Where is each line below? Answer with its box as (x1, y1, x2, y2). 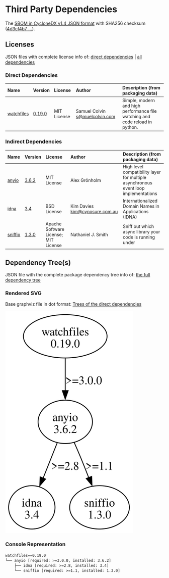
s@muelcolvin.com (75, 113, 116, 119)
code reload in (122, 119, 152, 125)
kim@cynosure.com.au (70, 208, 118, 214)
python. (122, 124, 138, 130)
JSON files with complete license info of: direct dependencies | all (5, 54, 142, 60)
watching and (122, 113, 151, 119)
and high (122, 103, 141, 109)
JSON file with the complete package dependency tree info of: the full (5, 272, 150, 278)
